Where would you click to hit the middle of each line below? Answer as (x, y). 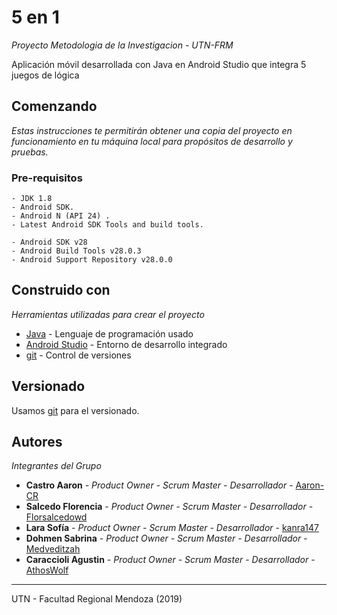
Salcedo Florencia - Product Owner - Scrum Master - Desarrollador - (169, 507)
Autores (37, 442)
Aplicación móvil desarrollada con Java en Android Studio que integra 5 (159, 64)
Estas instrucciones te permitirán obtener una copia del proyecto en (152, 130)
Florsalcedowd (56, 517)
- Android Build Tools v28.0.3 (76, 251)
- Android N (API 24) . (61, 216)
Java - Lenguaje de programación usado (109, 333)
